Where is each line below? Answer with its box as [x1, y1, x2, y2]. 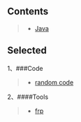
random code [34, 78, 74, 86]
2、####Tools [7, 93, 49, 101]
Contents [7, 6, 49, 18]
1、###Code [7, 64, 43, 72]
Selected [7, 45, 47, 57]
